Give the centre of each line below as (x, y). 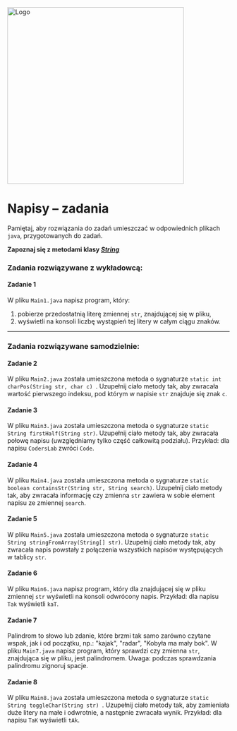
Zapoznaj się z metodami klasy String (63, 249)
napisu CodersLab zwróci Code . (51, 448)
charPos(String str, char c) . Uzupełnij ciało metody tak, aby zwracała (113, 386)
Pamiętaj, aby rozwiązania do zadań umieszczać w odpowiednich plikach (114, 228)
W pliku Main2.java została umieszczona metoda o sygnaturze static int (115, 379)
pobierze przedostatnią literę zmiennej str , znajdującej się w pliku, (114, 314)
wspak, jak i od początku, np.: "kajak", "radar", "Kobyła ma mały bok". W (112, 643)
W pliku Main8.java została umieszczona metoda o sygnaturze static (108, 698)
